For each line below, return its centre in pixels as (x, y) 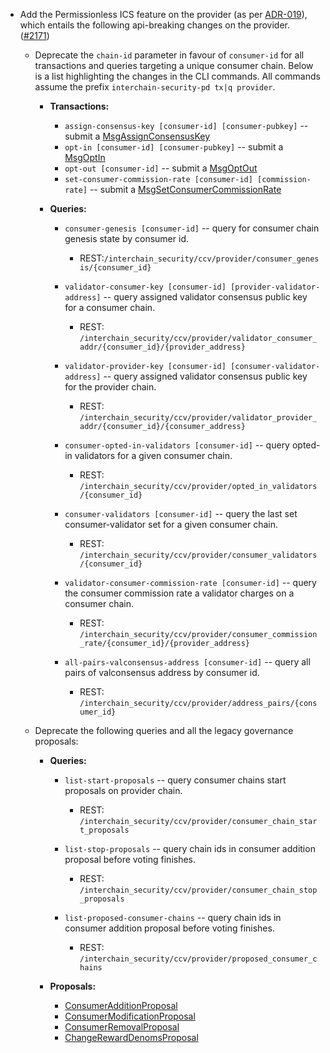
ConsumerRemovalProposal (122, 1027)
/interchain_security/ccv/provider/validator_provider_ (198, 418)
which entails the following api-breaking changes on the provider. (154, 25)
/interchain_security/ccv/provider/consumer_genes (211, 259)
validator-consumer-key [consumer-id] (145, 287)
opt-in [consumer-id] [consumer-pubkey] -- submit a (174, 147)
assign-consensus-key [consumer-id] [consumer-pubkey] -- (186, 125)
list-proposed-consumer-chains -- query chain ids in (173, 917)
